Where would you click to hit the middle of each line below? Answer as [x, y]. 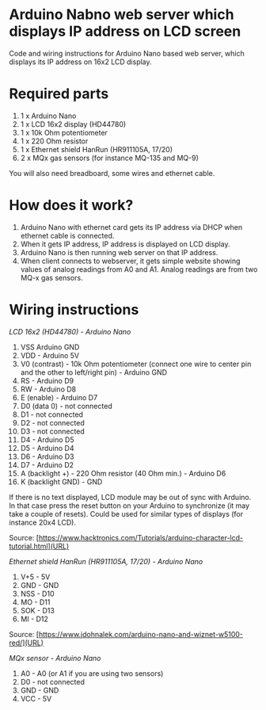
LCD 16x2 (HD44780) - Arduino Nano [70, 331]
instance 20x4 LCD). [42, 522]
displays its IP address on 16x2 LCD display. [81, 62]
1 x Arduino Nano [48, 116]
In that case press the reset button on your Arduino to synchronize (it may [129, 506]
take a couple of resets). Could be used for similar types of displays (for [126, 513]
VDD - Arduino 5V [50, 355]
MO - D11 [35, 602]
